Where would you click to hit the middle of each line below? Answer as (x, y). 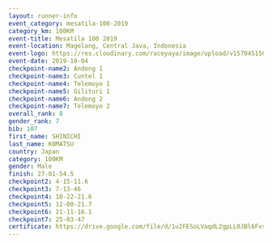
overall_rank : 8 (36, 114)
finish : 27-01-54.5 (41, 174)
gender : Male (30, 167)
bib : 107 (23, 129)
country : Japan (34, 151)
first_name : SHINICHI (45, 136)
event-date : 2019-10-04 (49, 62)
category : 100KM (36, 159)
